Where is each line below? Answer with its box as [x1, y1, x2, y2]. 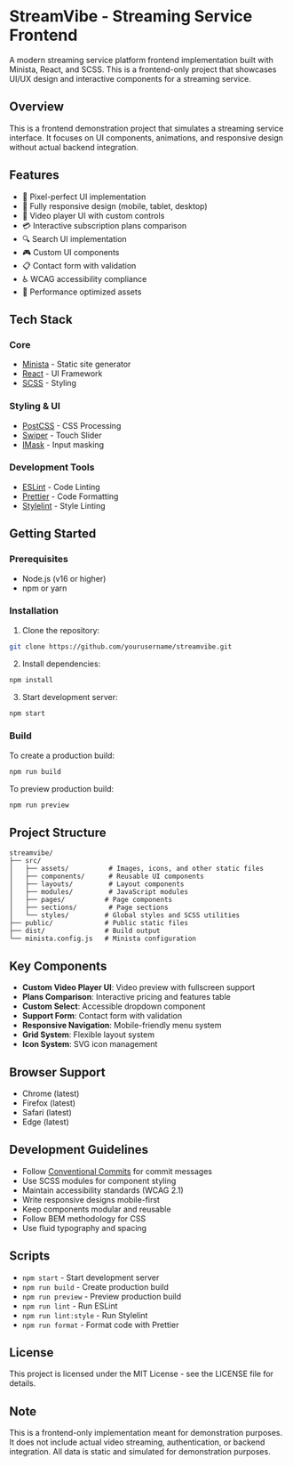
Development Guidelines [9, 1142, 149, 1157]
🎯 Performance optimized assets [21, 286, 142, 297]
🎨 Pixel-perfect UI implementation [21, 191, 146, 202]
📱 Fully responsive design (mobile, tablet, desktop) [21, 200, 208, 211]
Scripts [9, 1248, 51, 1264]
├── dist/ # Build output [9, 927, 162, 936]
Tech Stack [9, 311, 73, 326]
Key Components [9, 958, 107, 973]
